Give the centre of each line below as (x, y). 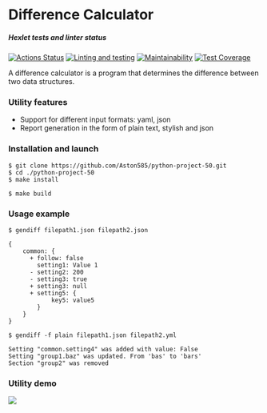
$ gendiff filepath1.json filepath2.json (78, 231)
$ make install (34, 179)
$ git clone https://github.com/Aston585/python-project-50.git (118, 166)
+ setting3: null (58, 287)
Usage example (39, 214)
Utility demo (33, 383)
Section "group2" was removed (59, 363)
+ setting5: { (53, 294)
